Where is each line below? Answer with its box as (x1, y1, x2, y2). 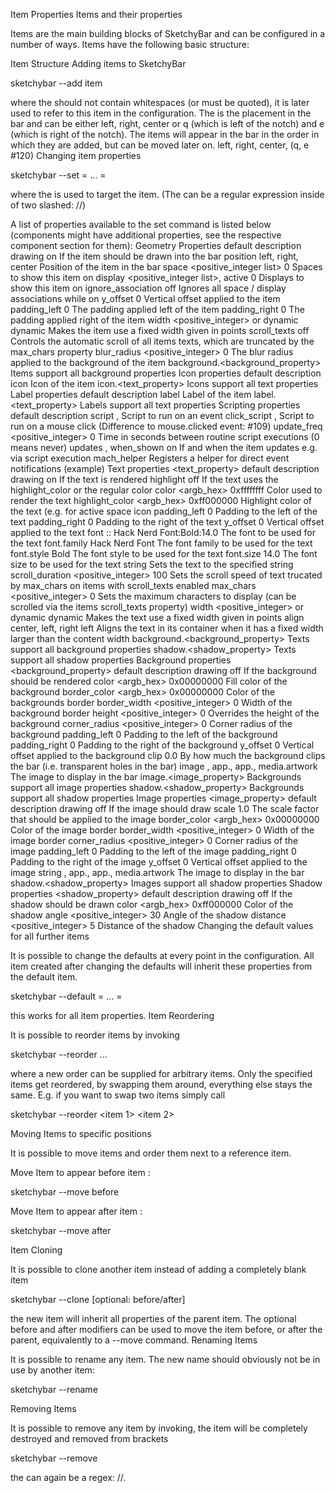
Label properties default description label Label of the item (10, 389, 252, 400)
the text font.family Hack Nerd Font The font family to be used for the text (10, 537, 313, 549)
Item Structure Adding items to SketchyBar (10, 58, 187, 69)
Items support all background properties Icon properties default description (10, 367, 322, 379)
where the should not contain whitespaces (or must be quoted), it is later (10, 97, 310, 108)
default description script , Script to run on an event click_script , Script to (10, 410, 315, 421)
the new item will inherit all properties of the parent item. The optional (10, 1313, 297, 1324)
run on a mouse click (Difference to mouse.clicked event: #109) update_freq (10, 420, 323, 432)
